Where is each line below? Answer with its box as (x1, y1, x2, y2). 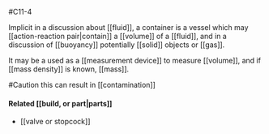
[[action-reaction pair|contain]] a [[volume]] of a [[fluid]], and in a (8, 32, 227, 41)
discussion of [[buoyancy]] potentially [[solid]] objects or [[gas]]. (8, 40, 225, 50)
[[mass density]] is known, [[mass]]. (8, 64, 130, 74)
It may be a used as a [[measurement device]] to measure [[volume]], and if (8, 56, 262, 65)
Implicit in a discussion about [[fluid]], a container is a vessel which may (8, 23, 249, 32)
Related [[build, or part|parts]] (8, 98, 113, 108)
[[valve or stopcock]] (19, 117, 91, 127)
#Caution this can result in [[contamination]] (8, 80, 156, 89)
